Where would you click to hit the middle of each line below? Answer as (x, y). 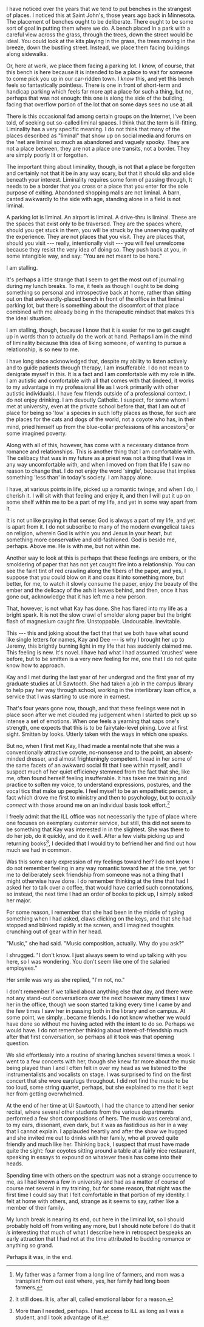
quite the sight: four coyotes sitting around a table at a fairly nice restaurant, (101, 1150)
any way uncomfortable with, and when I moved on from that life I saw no (98, 464)
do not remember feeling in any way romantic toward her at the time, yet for (101, 868)
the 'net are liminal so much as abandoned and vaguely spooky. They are (98, 142)
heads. (15, 1164)
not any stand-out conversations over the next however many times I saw (98, 998)
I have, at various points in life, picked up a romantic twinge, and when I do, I (102, 489)
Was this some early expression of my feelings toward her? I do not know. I (100, 862)
